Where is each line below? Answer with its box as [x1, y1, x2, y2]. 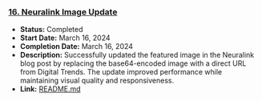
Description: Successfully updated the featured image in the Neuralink [19, 50, 255, 60]
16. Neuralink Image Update [8, 6, 118, 18]
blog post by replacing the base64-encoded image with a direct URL [19, 59, 247, 68]
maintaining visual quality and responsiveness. [19, 75, 175, 86]
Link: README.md [19, 84, 82, 94]
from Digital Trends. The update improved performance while [19, 67, 223, 77]
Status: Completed [19, 25, 83, 34]
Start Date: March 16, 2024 [19, 33, 111, 42]
